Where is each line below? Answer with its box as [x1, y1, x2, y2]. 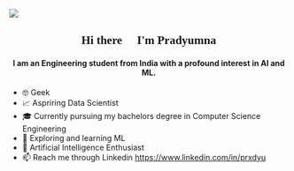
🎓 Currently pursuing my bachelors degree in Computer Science [21, 110, 261, 121]
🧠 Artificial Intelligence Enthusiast [21, 142, 144, 152]
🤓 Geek [21, 86, 50, 97]
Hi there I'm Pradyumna [81, 33, 217, 48]
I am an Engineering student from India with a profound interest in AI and [12, 57, 285, 68]
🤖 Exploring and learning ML [21, 132, 126, 143]
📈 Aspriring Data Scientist [21, 97, 119, 108]
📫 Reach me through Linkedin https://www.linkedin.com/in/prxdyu [21, 152, 267, 162]
